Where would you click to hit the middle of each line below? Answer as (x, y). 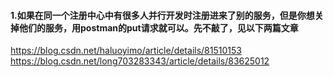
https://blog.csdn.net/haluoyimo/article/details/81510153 (126, 51)
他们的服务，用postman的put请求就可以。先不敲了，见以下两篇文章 (158, 27)
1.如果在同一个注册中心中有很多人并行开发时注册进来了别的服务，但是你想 (162, 15)
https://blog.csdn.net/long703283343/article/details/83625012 (140, 61)
